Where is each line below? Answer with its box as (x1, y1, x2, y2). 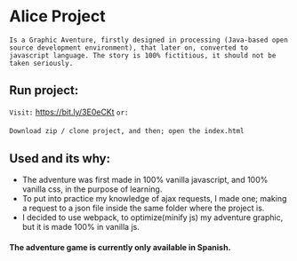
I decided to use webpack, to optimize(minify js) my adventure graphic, (21, 212, 284, 223)
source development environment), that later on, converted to (9, 43, 249, 52)
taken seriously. (9, 59, 74, 67)
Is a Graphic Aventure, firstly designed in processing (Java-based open (9, 36, 289, 44)
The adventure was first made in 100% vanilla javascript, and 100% (21, 175, 269, 186)
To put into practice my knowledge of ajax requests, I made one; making (21, 194, 287, 204)
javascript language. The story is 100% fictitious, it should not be (9, 51, 277, 59)
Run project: (9, 83, 79, 99)
